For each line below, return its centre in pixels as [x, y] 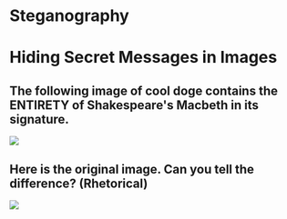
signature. [40, 119]
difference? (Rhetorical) [79, 183]
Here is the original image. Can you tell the [132, 169]
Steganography [69, 16]
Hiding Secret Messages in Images [143, 58]
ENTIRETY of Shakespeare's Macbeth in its [134, 105]
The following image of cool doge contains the [143, 90]
